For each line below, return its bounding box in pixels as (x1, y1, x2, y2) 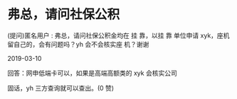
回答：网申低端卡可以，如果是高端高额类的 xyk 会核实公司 (7, 69, 178, 77)
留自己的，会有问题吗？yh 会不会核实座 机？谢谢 (7, 40, 149, 48)
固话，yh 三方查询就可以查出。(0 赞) (7, 83, 115, 92)
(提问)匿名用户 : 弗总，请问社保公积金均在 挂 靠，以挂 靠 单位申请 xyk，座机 (7, 31, 230, 40)
